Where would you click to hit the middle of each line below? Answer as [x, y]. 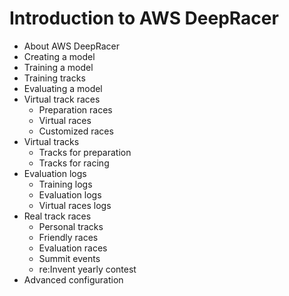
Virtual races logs [75, 205]
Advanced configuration [73, 279]
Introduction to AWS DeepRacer [144, 18]
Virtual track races [62, 99]
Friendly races [68, 237]
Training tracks [54, 78]
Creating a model [59, 56]
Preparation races [75, 109]
